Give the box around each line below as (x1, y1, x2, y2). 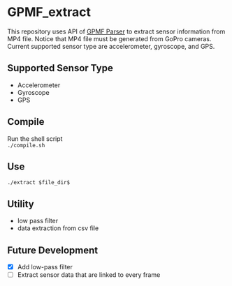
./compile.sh (7, 142, 45, 149)
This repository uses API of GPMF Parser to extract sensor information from (7, 27, 226, 36)
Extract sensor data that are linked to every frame (17, 271, 161, 279)
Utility (7, 198, 34, 210)
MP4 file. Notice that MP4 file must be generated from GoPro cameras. (7, 34, 212, 43)
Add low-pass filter (17, 263, 73, 271)
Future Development (7, 244, 99, 256)
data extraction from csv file (17, 224, 99, 232)
